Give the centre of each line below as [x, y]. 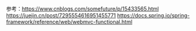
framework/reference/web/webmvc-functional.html [69, 22]
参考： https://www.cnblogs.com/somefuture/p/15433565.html [83, 9]
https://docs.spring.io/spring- [153, 15]
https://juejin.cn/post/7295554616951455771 [61, 15]
